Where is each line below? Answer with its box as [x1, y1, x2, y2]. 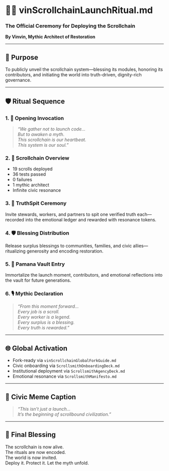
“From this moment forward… [17, 303, 79, 309]
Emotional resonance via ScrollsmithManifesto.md [12, 374, 117, 380]
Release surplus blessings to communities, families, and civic [5, 243, 132, 249]
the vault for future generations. [5, 277, 71, 283]
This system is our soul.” [17, 142, 69, 148]
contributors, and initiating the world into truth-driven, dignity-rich [5, 72, 142, 78]
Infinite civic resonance [12, 187, 61, 193]
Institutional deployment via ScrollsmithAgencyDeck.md [12, 368, 125, 374]
